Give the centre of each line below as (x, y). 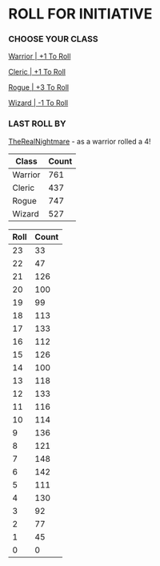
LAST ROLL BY (37, 123)
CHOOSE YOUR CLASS (53, 39)
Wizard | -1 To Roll (38, 103)
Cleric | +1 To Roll (37, 72)
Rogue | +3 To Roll (39, 87)
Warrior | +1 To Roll (40, 56)
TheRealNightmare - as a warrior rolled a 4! (80, 141)
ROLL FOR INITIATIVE (80, 14)
